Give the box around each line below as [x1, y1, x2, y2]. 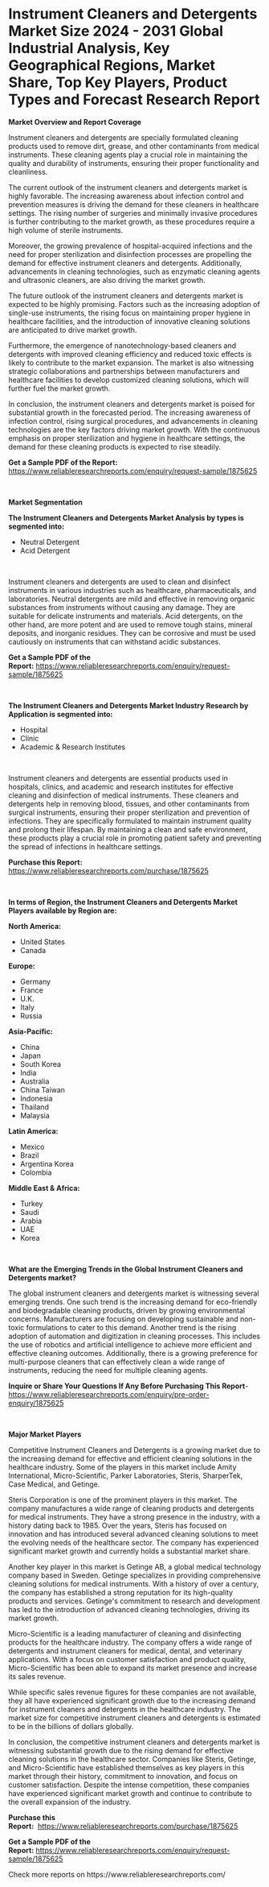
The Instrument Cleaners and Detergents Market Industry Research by [8, 700, 249, 710]
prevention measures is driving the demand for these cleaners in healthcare [8, 199, 259, 209]
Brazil [19, 1150, 39, 1160]
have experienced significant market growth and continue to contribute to [8, 1788, 252, 1798]
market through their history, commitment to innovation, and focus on [8, 1771, 238, 1781]
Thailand [19, 1101, 50, 1112]
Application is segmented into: [8, 709, 113, 719]
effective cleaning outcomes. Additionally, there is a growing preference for [8, 1348, 259, 1358]
